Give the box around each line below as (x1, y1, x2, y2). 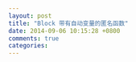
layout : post (8, 11, 52, 20)
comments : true (8, 34, 60, 43)
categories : (8, 42, 48, 50)
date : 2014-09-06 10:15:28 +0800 (8, 27, 121, 35)
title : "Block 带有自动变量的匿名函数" (8, 19, 129, 27)
